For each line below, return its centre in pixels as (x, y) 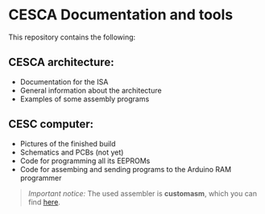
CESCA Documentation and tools (121, 15)
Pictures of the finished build (68, 143)
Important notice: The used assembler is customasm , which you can (143, 193)
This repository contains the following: (72, 37)
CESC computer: (51, 124)
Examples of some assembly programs (85, 99)
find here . (44, 202)
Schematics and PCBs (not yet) (72, 152)
